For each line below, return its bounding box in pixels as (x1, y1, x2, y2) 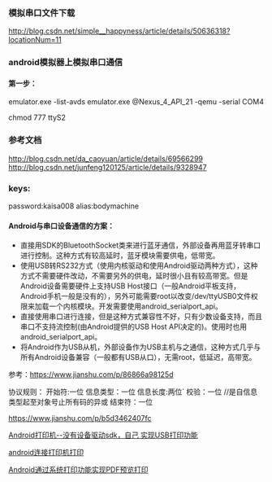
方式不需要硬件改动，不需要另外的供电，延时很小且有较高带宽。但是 (19, 271, 248, 281)
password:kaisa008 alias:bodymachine (8, 201, 140, 211)
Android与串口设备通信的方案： (8, 221, 115, 230)
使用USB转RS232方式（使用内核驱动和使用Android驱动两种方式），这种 (19, 261, 258, 270)
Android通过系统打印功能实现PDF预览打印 (8, 465, 149, 475)
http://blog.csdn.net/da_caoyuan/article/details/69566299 (8, 153, 204, 164)
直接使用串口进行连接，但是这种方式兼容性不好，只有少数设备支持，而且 (19, 312, 262, 322)
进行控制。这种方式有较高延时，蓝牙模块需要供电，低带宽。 (19, 251, 220, 261)
